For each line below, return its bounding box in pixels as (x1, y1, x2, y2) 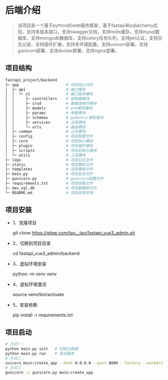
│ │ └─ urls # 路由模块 (5, 124, 86, 129)
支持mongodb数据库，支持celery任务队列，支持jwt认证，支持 (31, 35, 158, 41)
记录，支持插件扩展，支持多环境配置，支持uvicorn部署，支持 (22, 41, 148, 47)
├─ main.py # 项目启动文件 (5, 171, 93, 177)
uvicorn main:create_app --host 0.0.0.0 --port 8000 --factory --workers (5, 360, 163, 365)
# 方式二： (5, 356, 25, 361)
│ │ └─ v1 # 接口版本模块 (5, 91, 93, 97)
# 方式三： (5, 365, 25, 370)
